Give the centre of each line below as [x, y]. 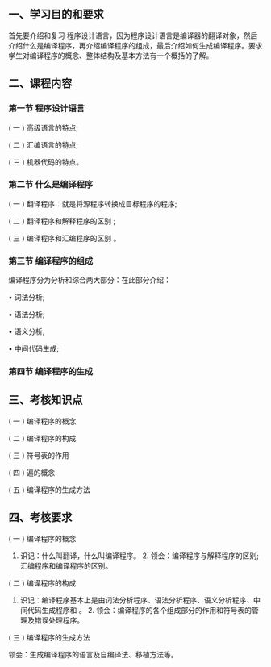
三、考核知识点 [46, 400]
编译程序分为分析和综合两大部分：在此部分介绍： [90, 280]
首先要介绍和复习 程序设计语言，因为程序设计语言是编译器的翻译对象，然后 [133, 35]
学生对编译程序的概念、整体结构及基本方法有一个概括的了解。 [111, 56]
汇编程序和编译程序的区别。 [66, 565]
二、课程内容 [40, 83]
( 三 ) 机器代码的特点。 [46, 162]
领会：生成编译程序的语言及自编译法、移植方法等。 [93, 654]
